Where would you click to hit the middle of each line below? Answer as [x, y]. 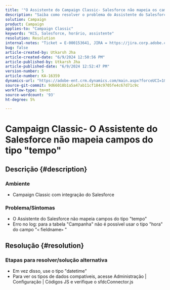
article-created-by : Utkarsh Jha [40, 52]
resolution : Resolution [30, 39]
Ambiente [18, 184]
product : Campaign [25, 24]
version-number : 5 [25, 71]
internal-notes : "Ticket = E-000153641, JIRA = [56, 43]
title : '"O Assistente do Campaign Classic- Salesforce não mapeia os [81, 10]
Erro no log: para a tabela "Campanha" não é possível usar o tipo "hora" [88, 224]
